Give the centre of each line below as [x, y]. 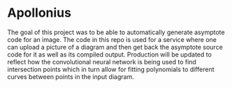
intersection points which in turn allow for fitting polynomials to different [111, 69]
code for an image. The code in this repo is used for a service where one [112, 39]
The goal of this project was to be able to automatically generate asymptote [116, 32]
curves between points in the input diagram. [71, 76]
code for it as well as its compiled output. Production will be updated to [109, 54]
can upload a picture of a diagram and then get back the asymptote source [115, 47]
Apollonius [39, 13]
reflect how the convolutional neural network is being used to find [102, 61]
